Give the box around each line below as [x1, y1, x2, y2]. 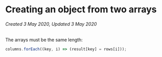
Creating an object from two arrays [5, 4, 157, 15]
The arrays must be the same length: [5, 37, 83, 43]
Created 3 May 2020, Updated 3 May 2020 [5, 21, 97, 27]
